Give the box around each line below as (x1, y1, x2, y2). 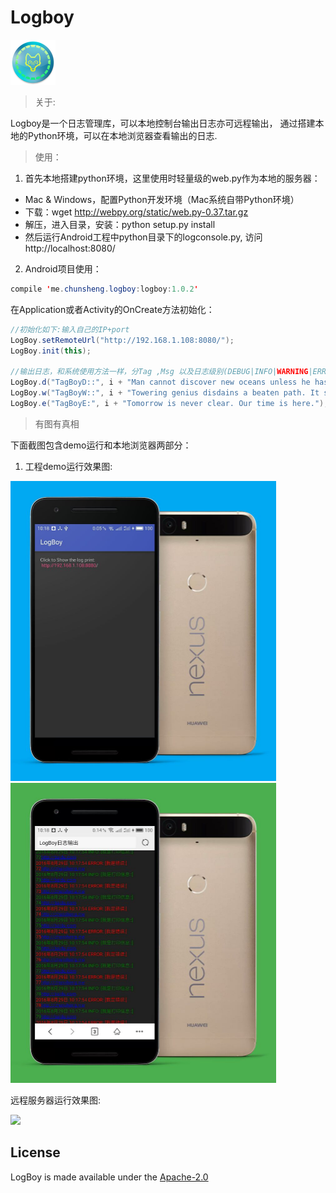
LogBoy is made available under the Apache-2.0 (10, 1171, 209, 1183)
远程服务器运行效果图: (10, 1094, 102, 1106)
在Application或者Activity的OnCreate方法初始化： (10, 303, 215, 315)
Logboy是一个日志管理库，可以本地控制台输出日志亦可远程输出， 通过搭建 (10, 117, 316, 129)
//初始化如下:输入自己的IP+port (10, 324, 130, 335)
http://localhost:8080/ (24, 242, 116, 254)
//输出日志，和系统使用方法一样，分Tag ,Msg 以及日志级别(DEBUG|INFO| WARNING (10, 367, 309, 377)
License (10, 1144, 61, 1161)
